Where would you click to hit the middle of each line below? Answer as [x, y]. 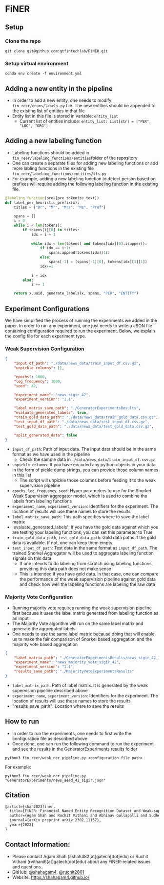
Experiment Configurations [47, 309]
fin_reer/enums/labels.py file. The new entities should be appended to [84, 105]
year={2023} [22, 825]
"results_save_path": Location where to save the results [68, 706]
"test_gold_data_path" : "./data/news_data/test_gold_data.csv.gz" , [84, 426]
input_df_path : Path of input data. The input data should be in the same [84, 449]
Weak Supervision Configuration [45, 349]
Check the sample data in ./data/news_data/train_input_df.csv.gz [87, 459]
